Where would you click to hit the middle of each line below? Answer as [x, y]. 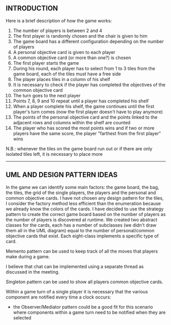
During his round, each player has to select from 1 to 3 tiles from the [84, 68]
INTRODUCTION [32, 8]
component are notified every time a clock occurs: [58, 297]
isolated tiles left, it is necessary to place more [54, 154]
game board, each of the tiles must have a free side [67, 74]
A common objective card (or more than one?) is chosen [72, 58]
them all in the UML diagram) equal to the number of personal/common [80, 230]
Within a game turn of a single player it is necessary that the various [77, 291]
